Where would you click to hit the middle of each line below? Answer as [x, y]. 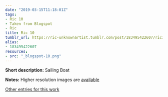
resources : [16, 51]
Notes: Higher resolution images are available [52, 80]
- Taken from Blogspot [29, 24]
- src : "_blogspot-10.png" [33, 56]
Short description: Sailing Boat [37, 70]
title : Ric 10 [20, 33]
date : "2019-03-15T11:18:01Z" [37, 10]
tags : [11, 14]
